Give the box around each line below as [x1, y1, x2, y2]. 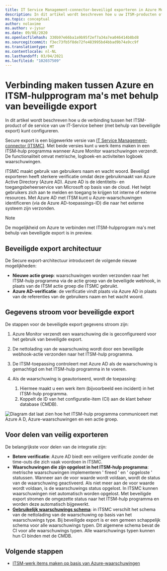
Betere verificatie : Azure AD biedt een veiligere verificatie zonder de [12, 454, 154, 459]
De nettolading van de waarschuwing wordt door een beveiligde [12, 345, 144, 351]
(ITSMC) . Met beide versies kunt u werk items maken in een [27, 143, 150, 149]
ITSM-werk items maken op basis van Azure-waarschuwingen [12, 561, 140, 567]
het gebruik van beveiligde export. [12, 336, 83, 342]
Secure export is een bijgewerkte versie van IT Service [5, 137, 117, 143]
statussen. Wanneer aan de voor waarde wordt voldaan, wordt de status [12, 474, 161, 480]
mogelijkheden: [5, 263, 37, 269]
